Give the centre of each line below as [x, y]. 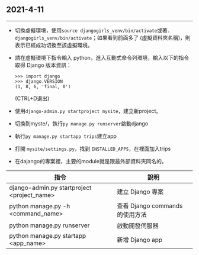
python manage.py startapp [48, 235]
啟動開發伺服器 [138, 225]
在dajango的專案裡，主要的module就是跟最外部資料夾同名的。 [91, 161]
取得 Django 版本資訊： [43, 65]
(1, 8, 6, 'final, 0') [43, 86]
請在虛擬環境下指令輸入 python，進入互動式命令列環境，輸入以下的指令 [102, 57]
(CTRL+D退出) [32, 98]
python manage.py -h [40, 206]
